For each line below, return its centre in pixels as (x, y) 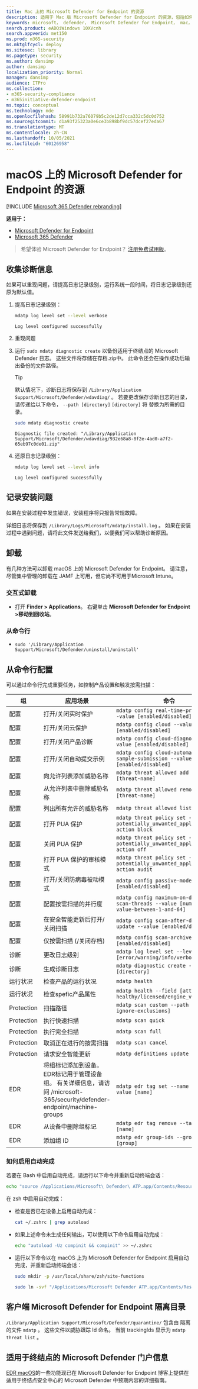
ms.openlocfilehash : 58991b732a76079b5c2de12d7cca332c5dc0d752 (85, 116)
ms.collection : (25, 89)
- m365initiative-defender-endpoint (51, 99)
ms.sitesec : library (32, 50)
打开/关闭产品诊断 (68, 742)
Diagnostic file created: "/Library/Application (75, 434)
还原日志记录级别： (38, 456)
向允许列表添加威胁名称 (76, 776)
